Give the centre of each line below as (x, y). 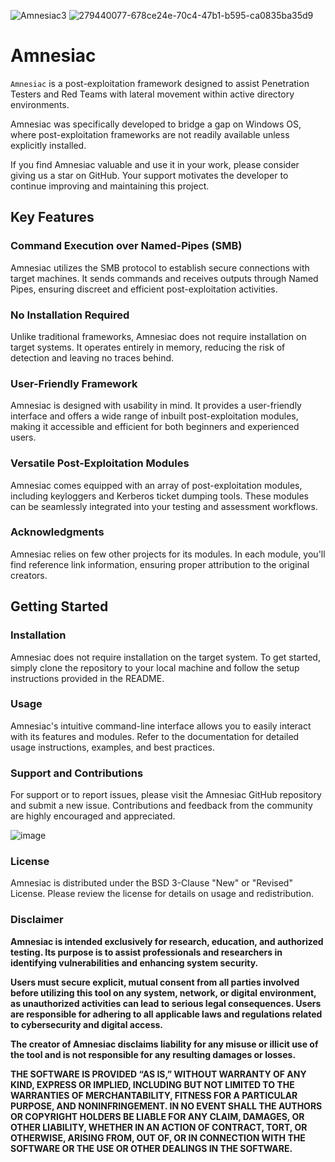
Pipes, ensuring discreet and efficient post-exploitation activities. (144, 289)
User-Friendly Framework (74, 383)
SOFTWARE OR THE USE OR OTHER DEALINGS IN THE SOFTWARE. (151, 1148)
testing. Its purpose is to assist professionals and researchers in (146, 952)
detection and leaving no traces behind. (92, 357)
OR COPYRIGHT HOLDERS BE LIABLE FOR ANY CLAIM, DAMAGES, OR (157, 1116)
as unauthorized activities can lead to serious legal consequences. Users (166, 1003)
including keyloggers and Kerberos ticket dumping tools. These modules (159, 496)
